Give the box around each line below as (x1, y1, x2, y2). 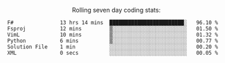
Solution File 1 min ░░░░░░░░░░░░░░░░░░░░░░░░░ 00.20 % (7, 44, 218, 51)
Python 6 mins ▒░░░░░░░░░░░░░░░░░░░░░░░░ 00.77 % (7, 37, 218, 44)
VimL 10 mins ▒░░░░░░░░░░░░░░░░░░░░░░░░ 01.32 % (7, 31, 218, 38)
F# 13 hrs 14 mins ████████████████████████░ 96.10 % (7, 19, 218, 26)
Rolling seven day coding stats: (71, 6, 161, 14)
